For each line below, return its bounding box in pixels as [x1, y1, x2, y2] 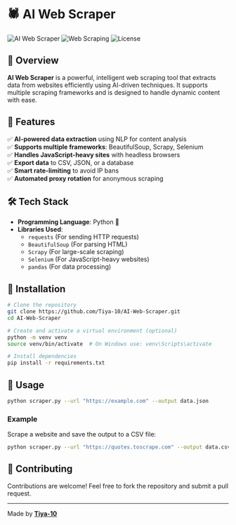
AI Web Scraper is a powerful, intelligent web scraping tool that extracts [7, 73, 216, 81]
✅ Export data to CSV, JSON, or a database [7, 158, 134, 166]
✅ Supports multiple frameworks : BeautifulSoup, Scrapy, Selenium [7, 142, 204, 151]
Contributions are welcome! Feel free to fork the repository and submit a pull [7, 481, 229, 490]
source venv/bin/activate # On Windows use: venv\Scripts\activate [7, 340, 212, 347]
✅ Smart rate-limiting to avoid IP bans [7, 166, 119, 175]
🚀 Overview [7, 55, 59, 67]
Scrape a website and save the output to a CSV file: [7, 430, 157, 439]
